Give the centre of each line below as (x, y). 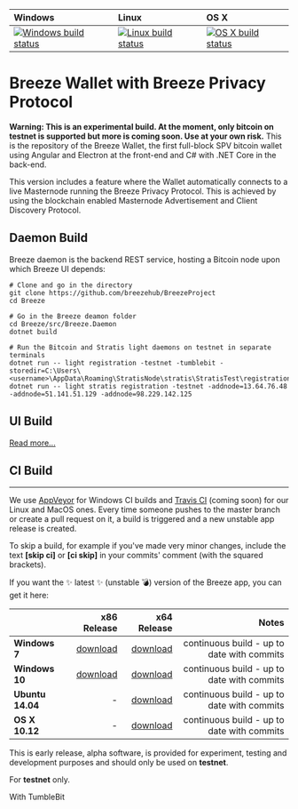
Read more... (32, 443)
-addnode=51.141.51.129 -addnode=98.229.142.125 (101, 394)
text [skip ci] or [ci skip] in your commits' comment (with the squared (136, 556)
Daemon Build (49, 238)
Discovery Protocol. (45, 210)
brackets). (28, 565)
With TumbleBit (37, 797)
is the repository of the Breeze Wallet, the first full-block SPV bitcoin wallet (145, 145)
